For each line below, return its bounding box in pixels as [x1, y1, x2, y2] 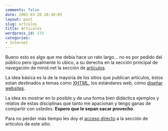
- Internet [5, 40, 28, 45]
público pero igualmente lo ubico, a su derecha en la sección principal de [5, 59, 158, 65]
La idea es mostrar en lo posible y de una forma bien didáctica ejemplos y [5, 95, 159, 101]
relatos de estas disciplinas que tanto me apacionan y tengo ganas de [5, 100, 151, 106]
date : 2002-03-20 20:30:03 [5, 12, 62, 17]
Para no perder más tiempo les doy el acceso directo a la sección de [5, 115, 148, 121]
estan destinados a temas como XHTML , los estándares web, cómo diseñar [5, 80, 163, 86]
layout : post [5, 17, 33, 22]
